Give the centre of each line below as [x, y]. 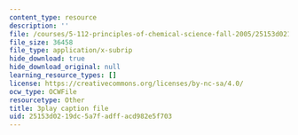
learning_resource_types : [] [63, 75]
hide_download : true [47, 59]
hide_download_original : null [65, 67]
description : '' [39, 26]
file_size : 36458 [41, 42]
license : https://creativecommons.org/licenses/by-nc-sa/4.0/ [126, 83]
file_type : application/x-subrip [71, 51]
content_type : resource [53, 17]
